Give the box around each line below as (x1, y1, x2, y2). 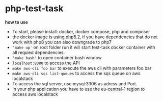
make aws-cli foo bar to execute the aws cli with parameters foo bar (12, 65, 152, 71)
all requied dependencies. (12, 50, 65, 55)
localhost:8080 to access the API (12, 60, 80, 66)
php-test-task (5, 3, 64, 14)
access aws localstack (12, 91, 58, 97)
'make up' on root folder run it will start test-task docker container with (12, 44, 156, 50)
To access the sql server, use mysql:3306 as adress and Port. (12, 80, 137, 86)
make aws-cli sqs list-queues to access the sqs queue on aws (12, 70, 141, 76)
